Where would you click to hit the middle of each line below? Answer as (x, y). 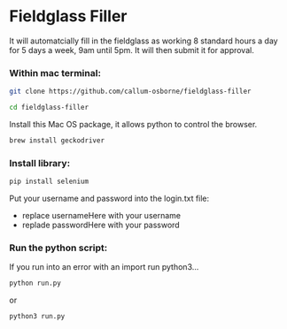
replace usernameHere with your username (101, 216)
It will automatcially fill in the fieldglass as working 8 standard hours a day (143, 41)
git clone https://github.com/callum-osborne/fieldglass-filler (130, 92)
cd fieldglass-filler (49, 108)
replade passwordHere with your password (101, 225)
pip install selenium (49, 182)
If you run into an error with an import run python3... (104, 267)
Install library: (40, 163)
